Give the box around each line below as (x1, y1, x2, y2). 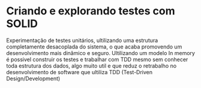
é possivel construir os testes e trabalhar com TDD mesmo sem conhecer (6, 56, 188, 63)
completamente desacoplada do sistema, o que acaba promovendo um (6, 43, 182, 50)
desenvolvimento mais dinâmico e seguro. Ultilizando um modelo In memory (6, 49, 195, 56)
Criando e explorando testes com (6, 4, 175, 18)
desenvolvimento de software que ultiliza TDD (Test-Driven (6, 68, 153, 75)
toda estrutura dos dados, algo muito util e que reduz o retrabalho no (6, 62, 177, 69)
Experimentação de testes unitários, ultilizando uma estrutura (6, 37, 158, 44)
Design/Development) (6, 75, 61, 82)
